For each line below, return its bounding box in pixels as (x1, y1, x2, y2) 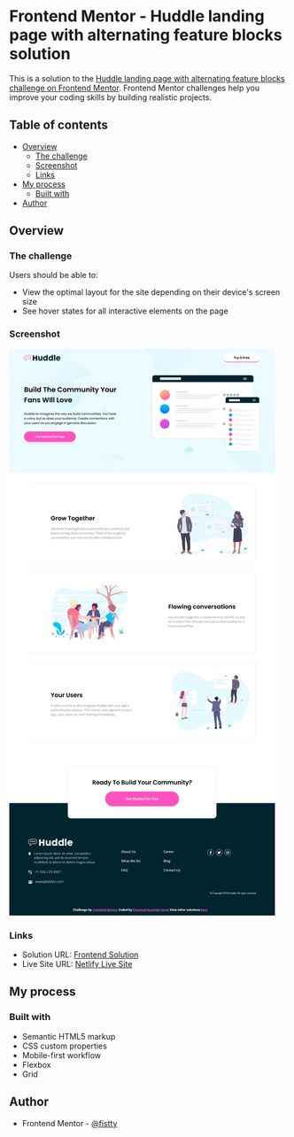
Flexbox (21, 1059, 51, 1070)
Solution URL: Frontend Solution (21, 949, 139, 960)
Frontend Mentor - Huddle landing (9, 6, 265, 27)
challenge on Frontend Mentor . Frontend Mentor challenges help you (9, 82, 259, 93)
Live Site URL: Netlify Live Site (21, 959, 133, 970)
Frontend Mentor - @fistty (21, 1118, 118, 1128)
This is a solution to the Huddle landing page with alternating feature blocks (9, 73, 285, 83)
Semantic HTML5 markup (21, 1031, 116, 1041)
